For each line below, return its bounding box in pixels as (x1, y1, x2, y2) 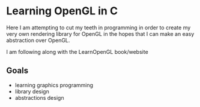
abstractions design (14, 94, 64, 101)
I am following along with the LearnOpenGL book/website (6, 48, 148, 55)
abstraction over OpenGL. (6, 36, 70, 44)
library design (14, 88, 49, 95)
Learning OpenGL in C (6, 4, 118, 18)
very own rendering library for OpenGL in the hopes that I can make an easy (6, 30, 195, 37)
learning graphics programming (14, 81, 94, 88)
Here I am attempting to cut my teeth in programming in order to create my (6, 24, 191, 31)
